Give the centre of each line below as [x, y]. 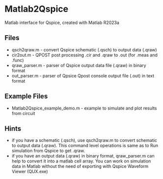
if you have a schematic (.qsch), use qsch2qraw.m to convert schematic [84, 140]
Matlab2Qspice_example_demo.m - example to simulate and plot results [84, 108]
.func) [18, 60]
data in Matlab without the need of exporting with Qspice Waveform [80, 166]
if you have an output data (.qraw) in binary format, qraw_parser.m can [83, 156]
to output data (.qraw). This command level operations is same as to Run [85, 146]
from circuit [23, 113]
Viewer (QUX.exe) [30, 172]
